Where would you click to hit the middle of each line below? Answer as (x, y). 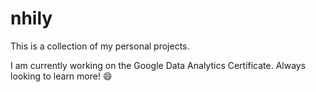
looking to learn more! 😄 (61, 76)
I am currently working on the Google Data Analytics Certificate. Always (158, 65)
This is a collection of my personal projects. (100, 46)
